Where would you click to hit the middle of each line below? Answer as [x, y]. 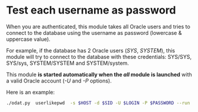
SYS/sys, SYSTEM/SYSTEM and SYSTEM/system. [67, 63]
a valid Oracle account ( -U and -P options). [59, 81]
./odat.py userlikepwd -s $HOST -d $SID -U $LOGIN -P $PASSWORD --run [98, 103]
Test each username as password [91, 10]
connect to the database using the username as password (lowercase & [94, 32]
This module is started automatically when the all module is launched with [99, 74]
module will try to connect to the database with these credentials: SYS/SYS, [99, 57]
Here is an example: [31, 92]
